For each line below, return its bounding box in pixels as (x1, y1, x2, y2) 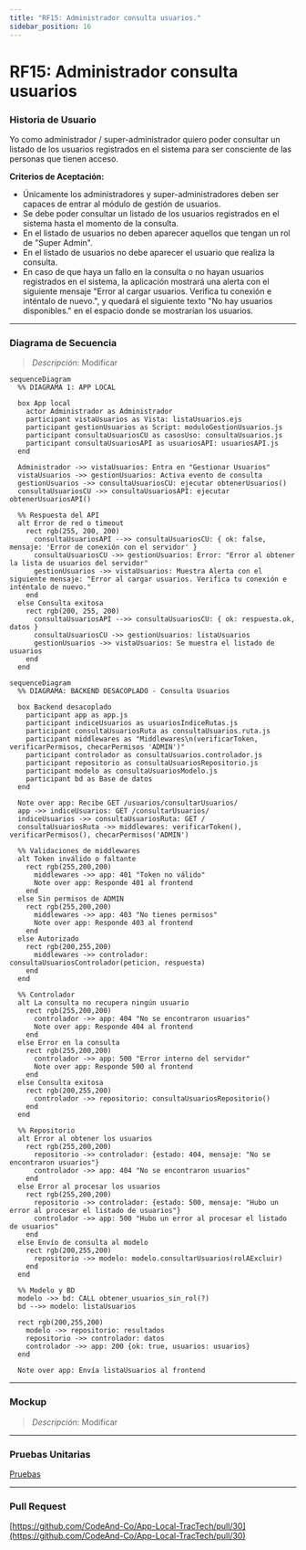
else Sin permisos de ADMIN (17, 894, 125, 904)
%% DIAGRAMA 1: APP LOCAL (17, 383, 117, 393)
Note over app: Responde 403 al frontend (33, 919, 194, 928)
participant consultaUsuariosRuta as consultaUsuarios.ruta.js (25, 727, 271, 736)
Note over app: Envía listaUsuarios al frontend (17, 1366, 206, 1376)
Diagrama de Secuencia (9, 336, 117, 349)
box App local (17, 399, 71, 408)
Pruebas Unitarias (9, 1448, 91, 1460)
